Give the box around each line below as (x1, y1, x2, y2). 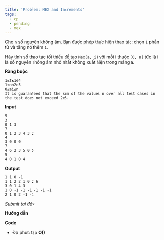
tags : (5, 12, 16, 17)
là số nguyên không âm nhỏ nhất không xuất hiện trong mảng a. (5, 59, 135, 65)
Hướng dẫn (5, 210, 29, 216)
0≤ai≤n (5, 87, 19, 92)
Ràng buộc (5, 69, 28, 74)
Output (5, 166, 20, 171)
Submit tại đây (5, 201, 35, 207)
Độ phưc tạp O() (12, 230, 45, 236)
